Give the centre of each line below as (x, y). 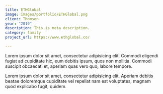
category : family (23, 33)
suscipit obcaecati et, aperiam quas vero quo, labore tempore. (69, 66)
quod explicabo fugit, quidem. (36, 86)
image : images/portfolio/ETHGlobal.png (46, 14)
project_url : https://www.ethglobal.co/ (48, 38)
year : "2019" (19, 23)
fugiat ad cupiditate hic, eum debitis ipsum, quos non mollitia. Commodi (79, 61)
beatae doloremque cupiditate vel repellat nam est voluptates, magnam (78, 81)
